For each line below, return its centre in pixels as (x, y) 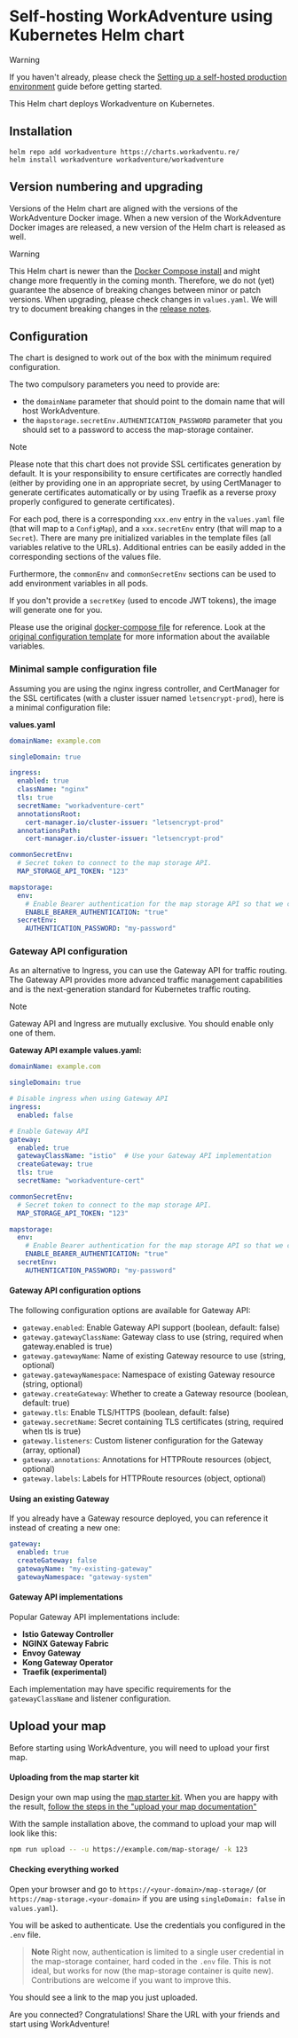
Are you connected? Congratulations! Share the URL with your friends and (145, 2014)
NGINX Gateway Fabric (65, 1643)
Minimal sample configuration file (83, 669)
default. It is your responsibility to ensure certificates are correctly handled (145, 474)
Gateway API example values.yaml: (75, 1050)
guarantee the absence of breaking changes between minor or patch (135, 289)
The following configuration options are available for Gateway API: (130, 1310)
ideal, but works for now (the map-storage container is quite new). (152, 1971)
